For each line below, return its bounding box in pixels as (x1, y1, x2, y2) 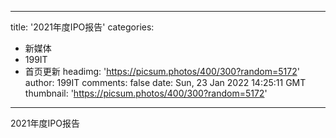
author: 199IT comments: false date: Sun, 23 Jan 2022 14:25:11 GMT (24, 77, 307, 88)
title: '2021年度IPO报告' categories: (10, 21, 155, 33)
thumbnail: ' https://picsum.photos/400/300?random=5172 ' (24, 87, 268, 99)
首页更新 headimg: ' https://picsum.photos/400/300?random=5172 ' (24, 66, 300, 77)
